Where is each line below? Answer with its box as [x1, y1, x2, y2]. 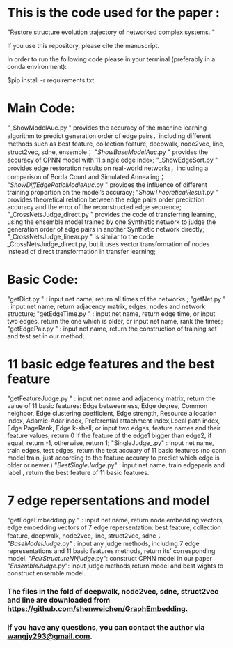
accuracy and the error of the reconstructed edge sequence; [7, 202, 182, 211]
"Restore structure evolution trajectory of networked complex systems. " [7, 28, 216, 36]
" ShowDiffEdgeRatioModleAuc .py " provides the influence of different [7, 180, 207, 189]
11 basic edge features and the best [7, 356, 216, 372]
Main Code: [7, 100, 75, 116]
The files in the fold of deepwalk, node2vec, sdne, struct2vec [7, 586, 219, 596]
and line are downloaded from [7, 595, 111, 605]
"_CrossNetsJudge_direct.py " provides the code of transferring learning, [7, 210, 217, 218]
